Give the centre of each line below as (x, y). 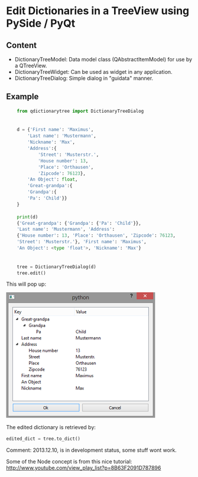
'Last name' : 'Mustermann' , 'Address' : (66, 229)
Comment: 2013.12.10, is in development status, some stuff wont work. (92, 450)
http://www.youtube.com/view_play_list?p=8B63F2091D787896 (84, 468)
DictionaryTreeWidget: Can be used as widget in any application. (93, 72)
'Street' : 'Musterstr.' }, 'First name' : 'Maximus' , (82, 242)
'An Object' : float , (53, 179)
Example (22, 97)
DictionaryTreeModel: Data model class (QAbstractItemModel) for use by (103, 59)
